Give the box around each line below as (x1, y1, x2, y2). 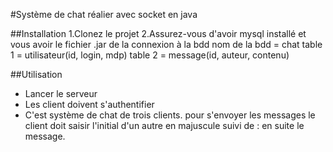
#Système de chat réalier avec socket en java (10, 9, 198, 20)
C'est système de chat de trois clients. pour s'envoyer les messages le (24, 109, 316, 121)
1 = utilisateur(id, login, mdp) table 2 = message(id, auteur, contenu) (10, 49, 290, 61)
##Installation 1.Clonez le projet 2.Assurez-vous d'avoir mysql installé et (10, 28, 307, 39)
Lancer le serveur (24, 88, 98, 99)
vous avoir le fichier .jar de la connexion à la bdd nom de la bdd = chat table (10, 39, 323, 50)
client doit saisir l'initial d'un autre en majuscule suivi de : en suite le (24, 120, 305, 131)
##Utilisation (10, 69, 63, 80)
